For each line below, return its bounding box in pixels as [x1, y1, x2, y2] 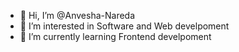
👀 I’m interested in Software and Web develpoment [19, 20, 230, 32]
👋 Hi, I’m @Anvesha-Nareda [19, 10, 136, 21]
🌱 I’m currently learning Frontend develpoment [19, 31, 212, 42]
